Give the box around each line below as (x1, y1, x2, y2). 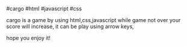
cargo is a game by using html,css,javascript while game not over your (6, 17, 181, 23)
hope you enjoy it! (6, 35, 51, 41)
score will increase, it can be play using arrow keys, (6, 23, 134, 30)
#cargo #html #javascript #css (6, 5, 82, 12)
